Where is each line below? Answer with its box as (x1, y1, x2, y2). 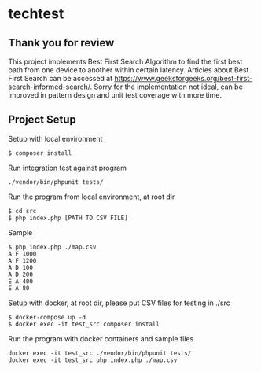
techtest (8, 5, 64, 23)
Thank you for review (8, 36, 115, 50)
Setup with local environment (8, 134, 103, 143)
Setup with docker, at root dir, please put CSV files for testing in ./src (8, 298, 230, 308)
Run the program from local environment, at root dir (8, 192, 175, 201)
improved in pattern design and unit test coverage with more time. (8, 90, 222, 99)
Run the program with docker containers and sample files (8, 333, 194, 343)
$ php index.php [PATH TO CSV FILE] (8, 214, 128, 222)
